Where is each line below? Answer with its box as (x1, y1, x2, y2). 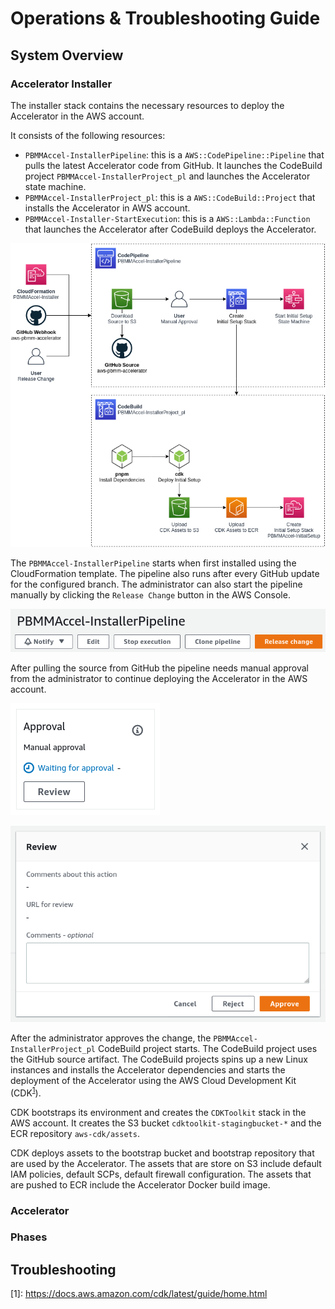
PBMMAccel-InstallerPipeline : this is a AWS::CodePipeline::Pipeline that (24, 148, 325, 161)
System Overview (10, 47, 124, 64)
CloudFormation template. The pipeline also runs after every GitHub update (10, 568, 320, 580)
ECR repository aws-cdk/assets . (10, 1127, 140, 1139)
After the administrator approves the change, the (10, 1032, 212, 1044)
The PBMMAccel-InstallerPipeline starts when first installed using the (10, 557, 297, 569)
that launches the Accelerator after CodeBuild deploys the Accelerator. (24, 223, 317, 235)
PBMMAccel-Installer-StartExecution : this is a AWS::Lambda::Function (24, 212, 311, 224)
